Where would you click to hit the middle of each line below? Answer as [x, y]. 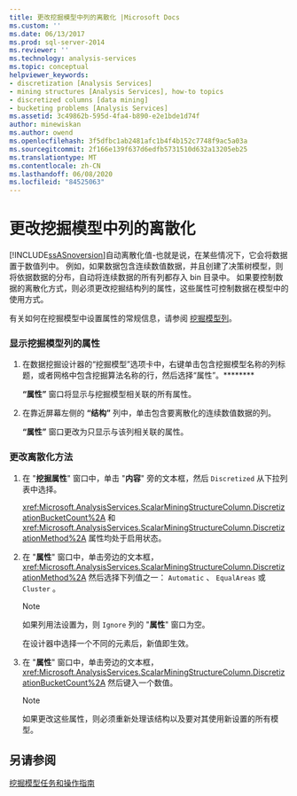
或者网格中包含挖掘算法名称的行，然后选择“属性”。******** [146, 375]
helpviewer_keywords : [49, 75]
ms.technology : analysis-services [73, 59]
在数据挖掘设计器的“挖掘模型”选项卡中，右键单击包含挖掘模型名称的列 [150, 364]
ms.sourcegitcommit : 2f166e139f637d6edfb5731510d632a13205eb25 [129, 149]
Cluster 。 [41, 588]
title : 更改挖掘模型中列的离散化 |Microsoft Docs [94, 17]
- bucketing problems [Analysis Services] [89, 108]
